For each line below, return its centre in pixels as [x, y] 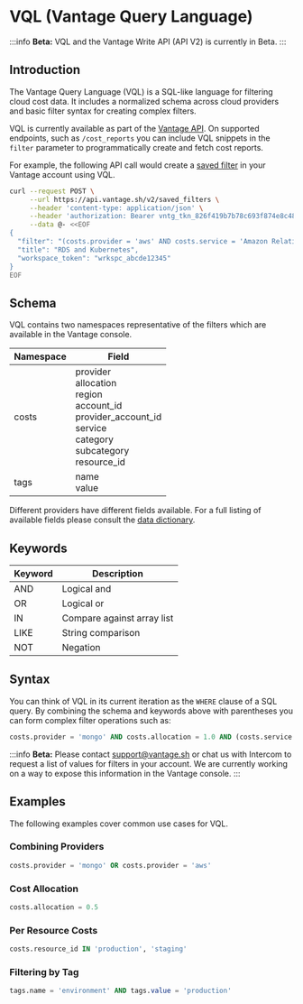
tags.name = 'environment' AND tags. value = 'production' [120, 991]
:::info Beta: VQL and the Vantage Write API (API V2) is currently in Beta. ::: [148, 41]
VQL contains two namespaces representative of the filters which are [138, 325]
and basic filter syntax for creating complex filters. [103, 111]
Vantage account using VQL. [62, 174]
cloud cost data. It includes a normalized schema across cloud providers [144, 101]
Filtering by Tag [44, 972]
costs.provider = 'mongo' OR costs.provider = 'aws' [110, 865]
